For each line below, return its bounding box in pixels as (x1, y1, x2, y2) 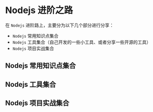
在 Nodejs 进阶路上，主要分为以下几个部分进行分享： (5, 22, 114, 28)
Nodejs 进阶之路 (5, 5, 73, 16)
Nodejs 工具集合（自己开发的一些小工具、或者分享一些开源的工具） (12, 39, 151, 45)
